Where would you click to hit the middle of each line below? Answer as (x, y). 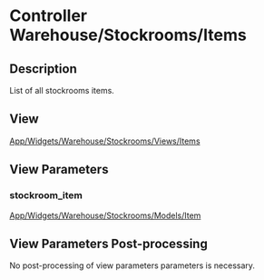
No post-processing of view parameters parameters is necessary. (132, 265)
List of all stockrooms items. (62, 90)
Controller (49, 16)
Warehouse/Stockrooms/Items (128, 35)
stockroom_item (46, 195)
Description (43, 69)
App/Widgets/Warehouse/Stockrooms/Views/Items (105, 141)
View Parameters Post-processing (109, 243)
